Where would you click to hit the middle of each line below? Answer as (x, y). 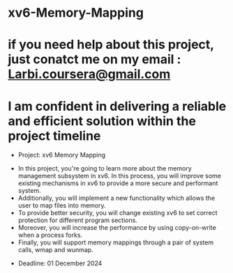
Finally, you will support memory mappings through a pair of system (116, 242)
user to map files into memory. (62, 205)
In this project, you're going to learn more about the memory (105, 169)
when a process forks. (50, 235)
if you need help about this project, (111, 45)
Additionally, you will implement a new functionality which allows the (116, 198)
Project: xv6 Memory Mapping (62, 155)
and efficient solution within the (102, 121)
